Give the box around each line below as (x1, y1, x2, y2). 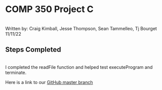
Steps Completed (5, 45, 61, 54)
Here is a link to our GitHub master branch (5, 79, 93, 85)
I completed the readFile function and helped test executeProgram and (5, 64, 153, 70)
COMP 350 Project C (5, 4, 94, 15)
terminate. (5, 69, 27, 75)
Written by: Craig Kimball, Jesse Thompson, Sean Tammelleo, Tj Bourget (5, 25, 157, 31)
